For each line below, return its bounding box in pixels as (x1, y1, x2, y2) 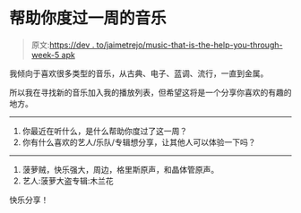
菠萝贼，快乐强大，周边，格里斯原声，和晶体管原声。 (21, 164, 219, 175)
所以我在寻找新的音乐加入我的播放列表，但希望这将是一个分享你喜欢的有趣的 (9, 87, 292, 98)
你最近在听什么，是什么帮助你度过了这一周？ (21, 125, 188, 136)
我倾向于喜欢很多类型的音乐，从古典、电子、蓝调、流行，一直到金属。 (9, 68, 269, 79)
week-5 (30, 49, 60, 60)
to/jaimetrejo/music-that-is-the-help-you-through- (96, 39, 283, 50)
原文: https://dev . (30, 39, 95, 50)
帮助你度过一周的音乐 (9, 8, 168, 29)
